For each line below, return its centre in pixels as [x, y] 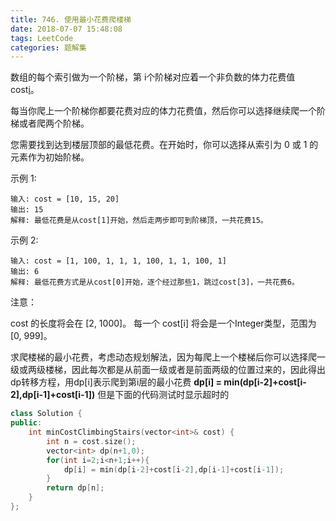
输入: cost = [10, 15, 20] [65, 199]
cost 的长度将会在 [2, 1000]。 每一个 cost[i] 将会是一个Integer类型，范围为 [163, 323]
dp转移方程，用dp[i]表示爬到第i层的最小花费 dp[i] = [116, 382]
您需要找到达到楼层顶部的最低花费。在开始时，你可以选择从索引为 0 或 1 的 [164, 145]
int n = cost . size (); [91, 441]
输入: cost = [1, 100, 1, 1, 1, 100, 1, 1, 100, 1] [118, 261]
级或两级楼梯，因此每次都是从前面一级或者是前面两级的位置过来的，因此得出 [168, 370]
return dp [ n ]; [75, 488]
